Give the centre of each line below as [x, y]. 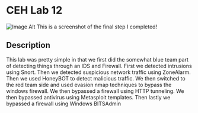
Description [28, 45]
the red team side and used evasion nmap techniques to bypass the [89, 85]
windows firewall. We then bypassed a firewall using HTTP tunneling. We [95, 91]
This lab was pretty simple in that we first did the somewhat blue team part [97, 59]
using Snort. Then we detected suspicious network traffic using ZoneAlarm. [98, 72]
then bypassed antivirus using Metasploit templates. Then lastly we [88, 97]
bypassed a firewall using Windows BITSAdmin [64, 104]
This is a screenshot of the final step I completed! [97, 27]
